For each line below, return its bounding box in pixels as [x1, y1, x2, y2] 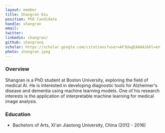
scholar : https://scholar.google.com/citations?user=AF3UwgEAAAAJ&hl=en [5, 44, 160, 49]
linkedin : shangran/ [5, 35, 49, 40]
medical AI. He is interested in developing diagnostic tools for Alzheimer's [5, 82, 158, 88]
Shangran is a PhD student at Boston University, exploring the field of [5, 77, 148, 83]
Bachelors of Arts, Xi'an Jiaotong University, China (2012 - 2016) [12, 122, 146, 128]
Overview [5, 65, 30, 72]
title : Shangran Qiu [5, 12, 49, 17]
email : [5, 26, 19, 31]
